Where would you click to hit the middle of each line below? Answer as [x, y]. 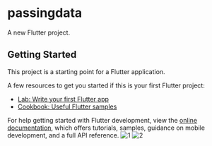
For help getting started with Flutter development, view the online [102, 120]
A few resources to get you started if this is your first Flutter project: [106, 85]
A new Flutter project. [39, 32]
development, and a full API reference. [63, 135]
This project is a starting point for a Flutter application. [86, 71]
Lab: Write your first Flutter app [63, 99]
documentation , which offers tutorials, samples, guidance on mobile [106, 128]
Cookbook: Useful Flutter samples [67, 107]
